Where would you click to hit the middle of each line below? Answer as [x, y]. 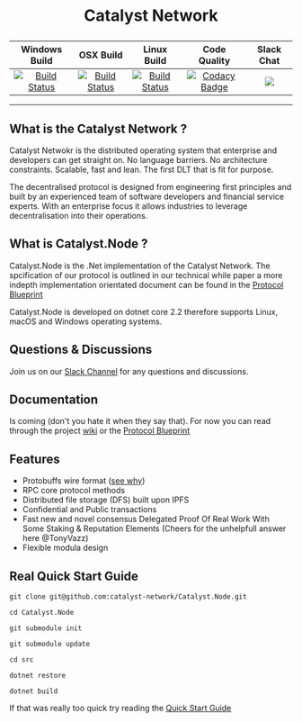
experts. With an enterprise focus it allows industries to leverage [129, 206]
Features [35, 459]
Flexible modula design [65, 548]
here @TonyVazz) [55, 538]
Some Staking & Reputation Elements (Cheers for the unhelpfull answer [154, 528]
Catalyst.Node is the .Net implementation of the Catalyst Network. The [140, 266]
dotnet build [34, 691]
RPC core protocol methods [74, 491]
